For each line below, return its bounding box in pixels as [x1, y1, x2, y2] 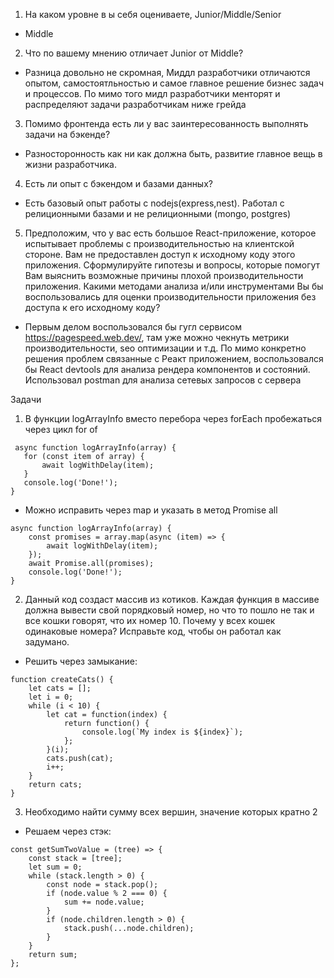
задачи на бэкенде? [24, 129, 111, 140]
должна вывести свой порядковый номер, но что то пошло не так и [24, 604, 315, 616]
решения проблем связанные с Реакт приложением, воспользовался [24, 353, 324, 364]
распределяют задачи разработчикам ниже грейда [24, 99, 247, 110]
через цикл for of [24, 424, 98, 435]
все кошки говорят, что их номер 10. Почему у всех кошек [24, 615, 276, 626]
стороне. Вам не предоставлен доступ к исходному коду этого [24, 249, 296, 260]
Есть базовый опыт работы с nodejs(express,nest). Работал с [24, 197, 285, 209]
